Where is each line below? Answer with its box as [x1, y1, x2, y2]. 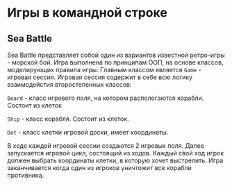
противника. [7, 171, 44, 179]
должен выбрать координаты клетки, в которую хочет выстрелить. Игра [7, 156, 224, 164]
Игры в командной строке [7, 5, 168, 21]
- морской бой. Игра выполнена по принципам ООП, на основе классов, [7, 58, 224, 67]
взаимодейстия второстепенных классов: [7, 81, 132, 88]
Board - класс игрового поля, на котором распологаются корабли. [7, 94, 204, 102]
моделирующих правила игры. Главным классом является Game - [7, 66, 201, 74]
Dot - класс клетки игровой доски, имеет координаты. [7, 128, 169, 136]
